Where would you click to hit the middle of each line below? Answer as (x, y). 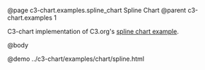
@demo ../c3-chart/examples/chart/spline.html (76, 59)
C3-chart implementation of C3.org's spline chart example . (93, 31)
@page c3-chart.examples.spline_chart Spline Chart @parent (97, 10)
